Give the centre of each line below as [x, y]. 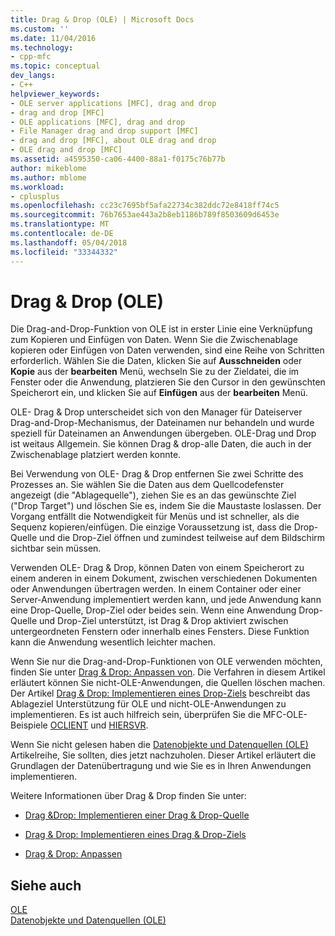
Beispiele [29, 725]
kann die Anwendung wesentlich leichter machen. [113, 642]
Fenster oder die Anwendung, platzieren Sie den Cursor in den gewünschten [168, 382]
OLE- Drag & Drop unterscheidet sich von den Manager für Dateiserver [156, 412]
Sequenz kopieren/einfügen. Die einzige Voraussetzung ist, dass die [151, 527]
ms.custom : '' [40, 29]
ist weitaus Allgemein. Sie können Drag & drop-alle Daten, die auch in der [161, 444]
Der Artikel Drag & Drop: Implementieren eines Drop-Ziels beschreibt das [160, 693]
